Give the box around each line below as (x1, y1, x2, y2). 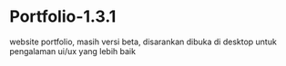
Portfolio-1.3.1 (9, 6, 117, 27)
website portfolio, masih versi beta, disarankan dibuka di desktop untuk (9, 36, 278, 47)
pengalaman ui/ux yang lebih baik (9, 45, 137, 56)
